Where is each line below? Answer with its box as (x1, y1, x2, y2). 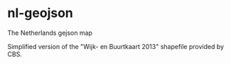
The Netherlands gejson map (7, 28, 92, 37)
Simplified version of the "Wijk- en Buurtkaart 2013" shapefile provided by (7, 42, 225, 50)
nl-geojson (7, 5, 73, 21)
